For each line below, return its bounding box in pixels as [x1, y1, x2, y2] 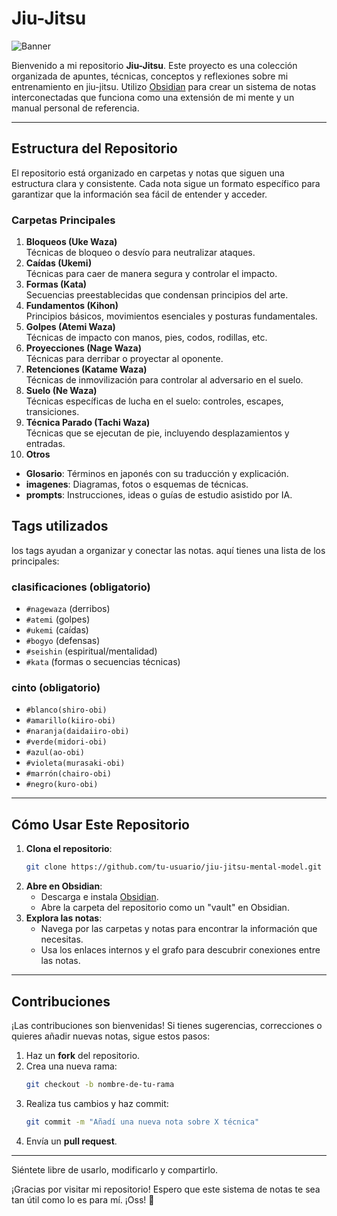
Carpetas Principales [11, 213, 116, 227]
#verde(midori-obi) [25, 737, 108, 747]
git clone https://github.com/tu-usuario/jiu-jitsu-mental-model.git [25, 862, 323, 872]
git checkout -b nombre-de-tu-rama [25, 1079, 175, 1089]
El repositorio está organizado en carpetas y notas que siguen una [11, 167, 285, 179]
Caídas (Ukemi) [25, 257, 93, 269]
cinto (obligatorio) [11, 681, 101, 695]
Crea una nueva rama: [25, 1060, 118, 1072]
